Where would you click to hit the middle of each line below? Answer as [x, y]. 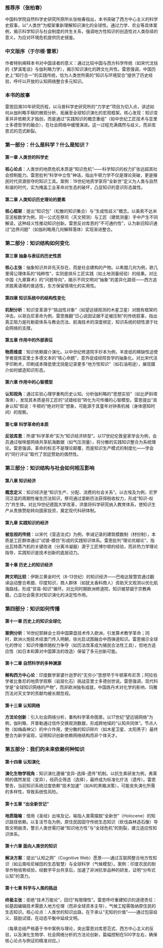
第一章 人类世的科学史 [27, 157]
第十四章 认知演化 [23, 762]
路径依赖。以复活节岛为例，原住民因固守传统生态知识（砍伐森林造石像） [81, 822]
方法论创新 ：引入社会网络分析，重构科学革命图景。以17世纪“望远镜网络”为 [79, 717]
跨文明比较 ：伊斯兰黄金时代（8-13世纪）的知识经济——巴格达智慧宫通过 [78, 577]
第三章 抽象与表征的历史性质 [33, 256]
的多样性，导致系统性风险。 [33, 792]
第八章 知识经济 [21, 481]
